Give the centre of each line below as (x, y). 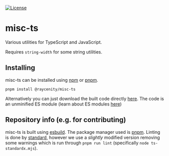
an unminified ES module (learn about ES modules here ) (64, 104)
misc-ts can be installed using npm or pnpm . (52, 80)
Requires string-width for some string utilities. (54, 52)
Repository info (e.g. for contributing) (66, 120)
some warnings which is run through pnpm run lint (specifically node (77, 143)
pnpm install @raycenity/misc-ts (40, 89)
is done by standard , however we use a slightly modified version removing (83, 137)
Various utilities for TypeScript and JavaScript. (54, 42)
